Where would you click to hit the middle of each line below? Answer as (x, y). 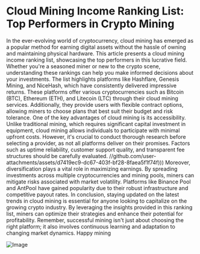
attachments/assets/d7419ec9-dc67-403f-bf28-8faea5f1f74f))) (85, 162)
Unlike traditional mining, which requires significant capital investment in (96, 124)
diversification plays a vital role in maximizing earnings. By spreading (92, 169)
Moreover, (178, 162)
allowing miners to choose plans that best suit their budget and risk (90, 111)
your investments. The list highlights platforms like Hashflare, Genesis (93, 79)
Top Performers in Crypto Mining (90, 24)
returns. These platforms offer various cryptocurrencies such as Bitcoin (95, 92)
